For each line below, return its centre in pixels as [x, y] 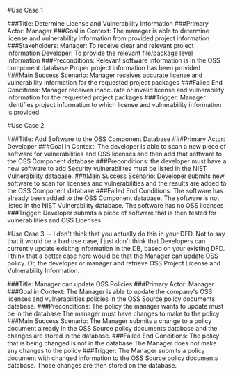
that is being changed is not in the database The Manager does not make [112, 343]
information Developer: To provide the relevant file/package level [100, 53]
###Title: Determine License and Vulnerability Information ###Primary [108, 23]
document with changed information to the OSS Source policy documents [113, 358]
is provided [23, 112]
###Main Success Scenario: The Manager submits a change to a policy [110, 321]
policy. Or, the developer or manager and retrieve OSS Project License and [114, 263]
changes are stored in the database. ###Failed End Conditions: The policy [113, 336]
